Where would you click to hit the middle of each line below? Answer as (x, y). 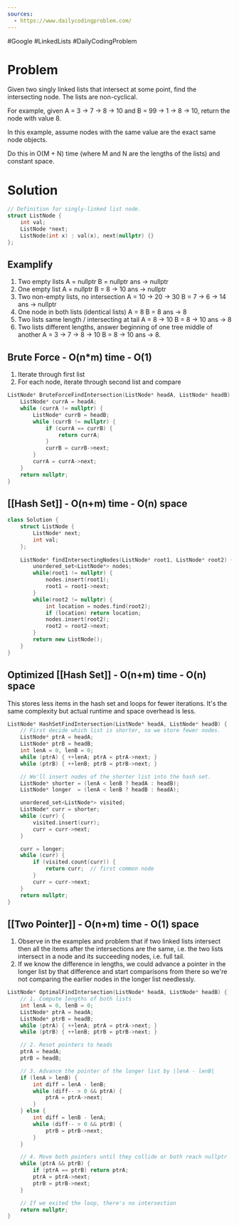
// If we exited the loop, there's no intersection (98, 1203)
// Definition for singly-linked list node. (74, 209)
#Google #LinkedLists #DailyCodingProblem (72, 41)
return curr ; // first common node (100, 869)
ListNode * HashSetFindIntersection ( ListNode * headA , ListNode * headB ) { (117, 724)
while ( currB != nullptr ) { (74, 422)
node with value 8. (34, 118)
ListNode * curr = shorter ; (60, 810)
